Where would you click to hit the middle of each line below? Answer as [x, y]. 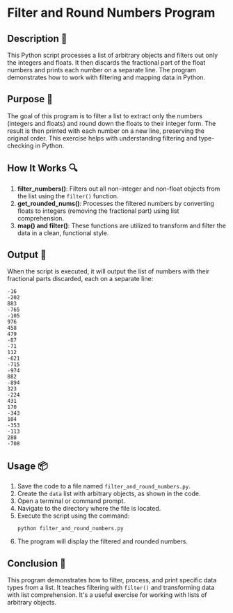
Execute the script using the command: [73, 516]
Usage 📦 [28, 466]
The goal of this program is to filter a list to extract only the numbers [105, 116]
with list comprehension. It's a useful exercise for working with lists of [107, 595]
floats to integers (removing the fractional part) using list [98, 211]
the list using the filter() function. [68, 196]
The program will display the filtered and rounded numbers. [103, 541]
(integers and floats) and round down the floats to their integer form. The [112, 123]
